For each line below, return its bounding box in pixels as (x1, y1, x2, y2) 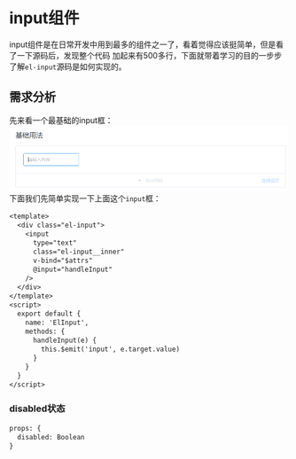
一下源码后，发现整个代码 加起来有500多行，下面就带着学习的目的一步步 (16, 50, 282, 60)
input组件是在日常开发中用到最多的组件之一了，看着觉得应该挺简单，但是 (9, 39, 277, 50)
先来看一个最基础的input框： (9, 114, 113, 125)
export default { (17, 309, 82, 319)
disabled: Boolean (17, 433, 86, 442)
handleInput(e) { (32, 336, 97, 346)
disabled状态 (9, 402, 66, 415)
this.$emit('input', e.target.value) (41, 345, 180, 354)
